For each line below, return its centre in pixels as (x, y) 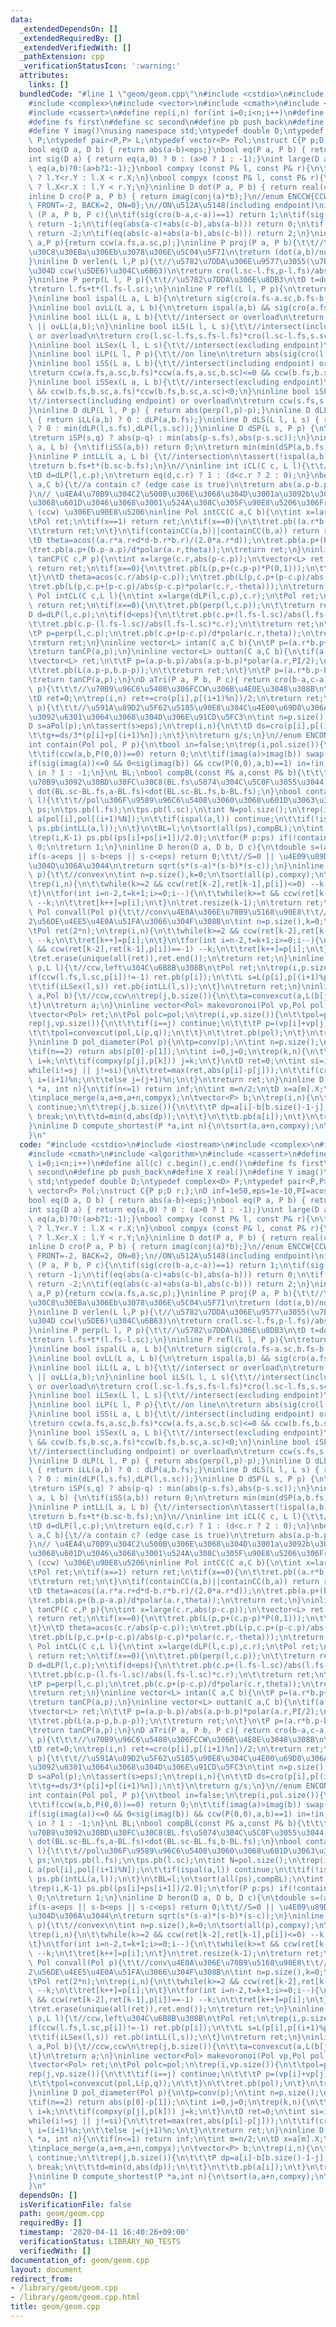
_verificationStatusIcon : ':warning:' (100, 66)
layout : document (46, 2269)
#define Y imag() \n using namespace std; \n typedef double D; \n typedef (176, 131)
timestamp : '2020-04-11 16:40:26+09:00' (104, 2232)
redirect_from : (42, 2279)
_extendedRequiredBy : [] (71, 38)
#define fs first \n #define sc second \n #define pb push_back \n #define (176, 122)
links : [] (49, 85)
